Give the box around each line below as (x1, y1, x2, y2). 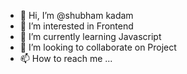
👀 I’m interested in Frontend (19, 20, 134, 32)
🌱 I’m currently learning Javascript (19, 31, 162, 42)
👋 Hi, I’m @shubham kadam (19, 10, 134, 21)
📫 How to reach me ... (19, 53, 113, 64)
